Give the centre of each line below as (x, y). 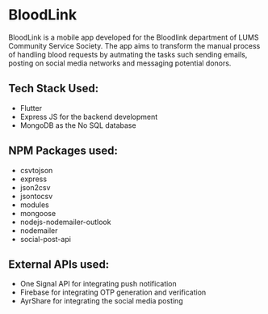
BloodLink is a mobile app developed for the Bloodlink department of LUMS (134, 37)
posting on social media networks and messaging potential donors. (120, 63)
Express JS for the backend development (89, 117)
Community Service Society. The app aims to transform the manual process (134, 45)
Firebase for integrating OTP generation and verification (113, 292)
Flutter (31, 108)
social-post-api (45, 239)
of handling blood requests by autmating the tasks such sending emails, (128, 54)
